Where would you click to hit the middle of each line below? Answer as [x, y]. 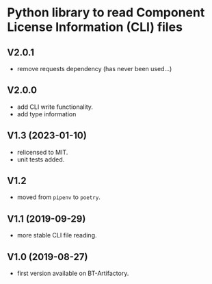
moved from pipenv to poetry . [58, 197]
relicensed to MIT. [42, 152]
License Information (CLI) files [95, 27]
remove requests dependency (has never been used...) [94, 69]
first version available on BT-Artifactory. [73, 273]
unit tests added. [41, 159]
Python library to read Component [106, 13]
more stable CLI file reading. [57, 235]
